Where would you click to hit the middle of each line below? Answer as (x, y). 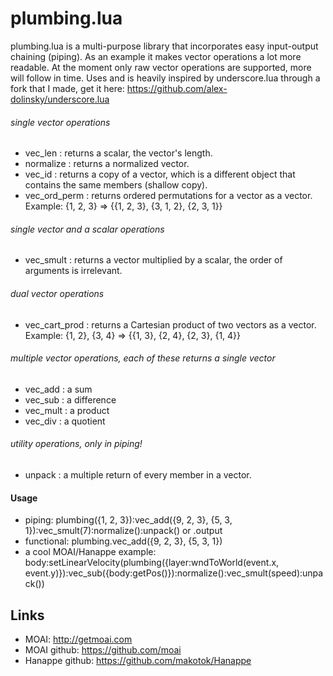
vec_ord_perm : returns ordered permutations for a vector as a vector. (168, 196)
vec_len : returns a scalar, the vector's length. (118, 153)
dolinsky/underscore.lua (60, 99)
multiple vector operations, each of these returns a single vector (143, 358)
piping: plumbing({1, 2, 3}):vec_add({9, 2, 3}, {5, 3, (128, 520)
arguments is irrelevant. (73, 271)
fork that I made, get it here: (67, 88)
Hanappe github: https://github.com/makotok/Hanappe (138, 660)
